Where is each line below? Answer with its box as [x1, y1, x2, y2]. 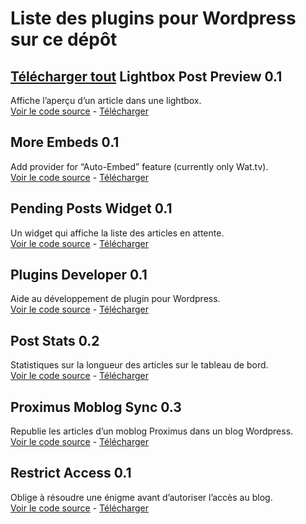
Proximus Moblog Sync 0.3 [10, 398, 182, 416]
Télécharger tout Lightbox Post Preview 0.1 [10, 68, 283, 85]
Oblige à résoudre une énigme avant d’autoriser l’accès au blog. [10, 491, 273, 503]
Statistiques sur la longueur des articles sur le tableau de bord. [10, 359, 269, 371]
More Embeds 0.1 [10, 134, 120, 151]
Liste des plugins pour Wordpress [10, 7, 297, 30]
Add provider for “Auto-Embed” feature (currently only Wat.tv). [10, 160, 269, 172]
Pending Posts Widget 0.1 [10, 200, 173, 217]
